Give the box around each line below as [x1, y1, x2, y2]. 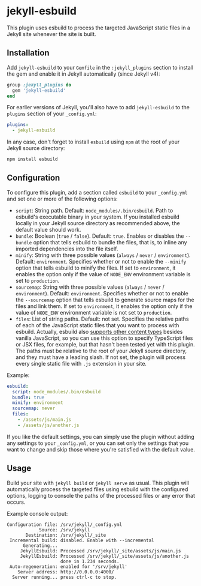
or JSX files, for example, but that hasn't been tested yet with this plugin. [15, 340, 195, 348]
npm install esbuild [7, 156, 59, 163]
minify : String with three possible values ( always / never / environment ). [15, 251, 191, 259]
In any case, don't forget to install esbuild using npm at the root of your [7, 138, 180, 145]
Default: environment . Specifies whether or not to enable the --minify [15, 258, 187, 265]
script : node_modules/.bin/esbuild [12, 388, 101, 394]
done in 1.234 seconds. [60, 558, 120, 564]
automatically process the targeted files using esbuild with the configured [7, 485, 188, 493]
